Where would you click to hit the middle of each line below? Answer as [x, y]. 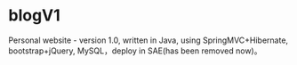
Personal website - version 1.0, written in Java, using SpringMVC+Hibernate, [148, 40]
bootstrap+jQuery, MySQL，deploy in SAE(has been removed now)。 [135, 51]
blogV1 [35, 16]
